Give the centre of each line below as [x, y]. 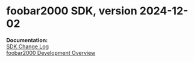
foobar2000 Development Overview [51, 52]
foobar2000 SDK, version [72, 11]
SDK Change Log [28, 46]
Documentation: [27, 40]
